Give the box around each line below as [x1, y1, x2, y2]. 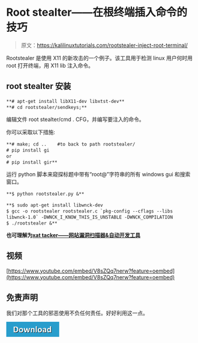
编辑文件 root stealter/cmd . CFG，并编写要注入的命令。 [6, 116, 145, 123]
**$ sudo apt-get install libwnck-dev [6, 202, 103, 208]
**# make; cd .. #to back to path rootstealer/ [6, 141, 136, 147]
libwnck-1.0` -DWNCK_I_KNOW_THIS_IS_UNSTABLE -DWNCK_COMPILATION [6, 214, 173, 220]
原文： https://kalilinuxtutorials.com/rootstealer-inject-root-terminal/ [20, 42, 188, 49]
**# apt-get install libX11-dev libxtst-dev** [6, 98, 125, 104]
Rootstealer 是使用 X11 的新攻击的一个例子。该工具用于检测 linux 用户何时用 [6, 54, 193, 61]
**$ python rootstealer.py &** [6, 191, 85, 197]
